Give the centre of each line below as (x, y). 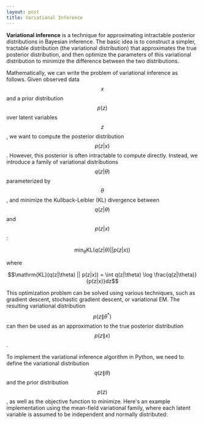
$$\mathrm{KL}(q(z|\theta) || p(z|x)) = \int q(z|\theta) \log (80, 275)
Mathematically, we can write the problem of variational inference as (92, 72)
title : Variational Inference (45, 18)
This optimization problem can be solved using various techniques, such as (101, 293)
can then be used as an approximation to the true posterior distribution (95, 326)
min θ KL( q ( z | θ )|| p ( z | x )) (102, 250)
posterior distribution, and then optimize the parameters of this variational (99, 54)
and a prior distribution (35, 98)
